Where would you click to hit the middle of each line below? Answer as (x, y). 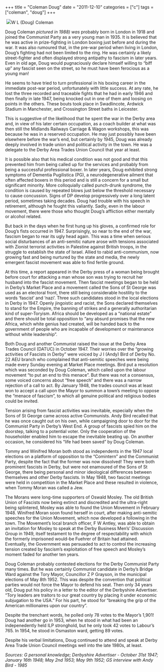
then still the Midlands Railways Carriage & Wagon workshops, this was (77, 129)
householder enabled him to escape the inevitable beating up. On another (79, 436)
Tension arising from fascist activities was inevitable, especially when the (79, 410)
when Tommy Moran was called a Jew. (44, 488)
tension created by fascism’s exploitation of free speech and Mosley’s (75, 549)
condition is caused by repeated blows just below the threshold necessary (80, 190)
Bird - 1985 (16, 665)
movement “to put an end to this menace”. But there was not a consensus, (80, 375)
